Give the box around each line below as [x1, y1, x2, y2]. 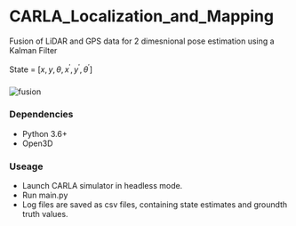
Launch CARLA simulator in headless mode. [21, 181, 183, 191]
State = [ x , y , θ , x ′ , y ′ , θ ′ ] [9, 62, 93, 75]
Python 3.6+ [21, 128, 68, 139]
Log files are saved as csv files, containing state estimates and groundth [21, 199, 288, 210]
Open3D [21, 138, 53, 149]
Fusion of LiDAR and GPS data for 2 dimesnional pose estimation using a [9, 36, 275, 46]
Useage [9, 160, 44, 173]
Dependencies [9, 109, 74, 121]
